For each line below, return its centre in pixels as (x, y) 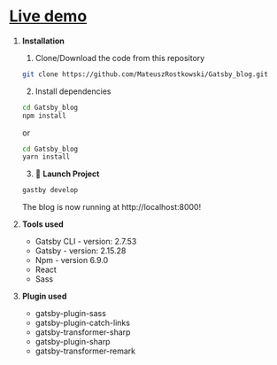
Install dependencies (73, 91)
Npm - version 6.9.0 (72, 260)
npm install (44, 116)
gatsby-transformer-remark (85, 351)
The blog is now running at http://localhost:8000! (112, 207)
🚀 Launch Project (67, 174)
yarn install (46, 157)
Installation (43, 41)
